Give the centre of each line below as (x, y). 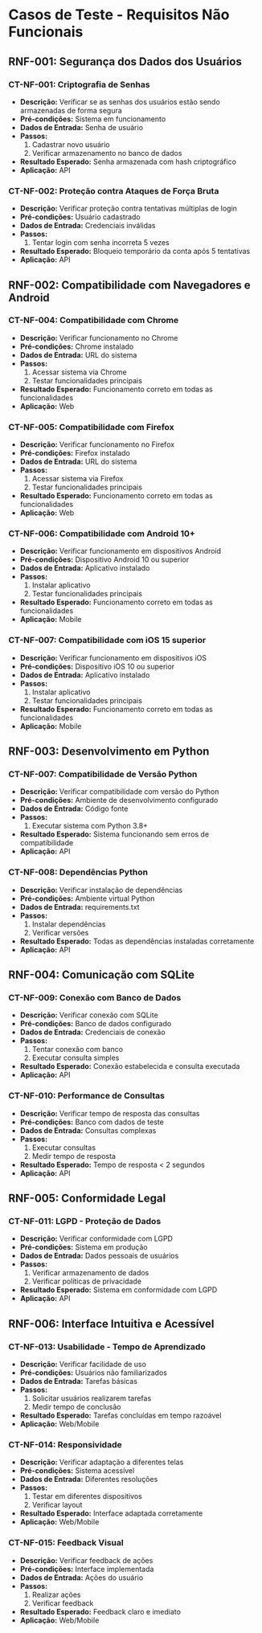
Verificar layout (57, 1505)
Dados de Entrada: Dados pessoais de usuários (99, 1256)
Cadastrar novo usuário (71, 144)
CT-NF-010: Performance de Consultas (87, 1096)
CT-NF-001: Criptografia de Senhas (79, 84)
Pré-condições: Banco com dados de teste (92, 1122)
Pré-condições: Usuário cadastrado (80, 217)
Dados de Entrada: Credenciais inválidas (88, 226)
